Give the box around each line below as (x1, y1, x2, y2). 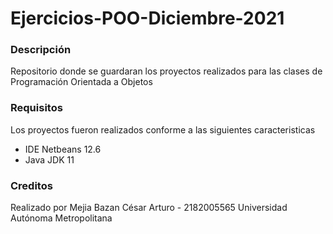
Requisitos (10, 101, 63, 115)
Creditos (10, 178, 53, 192)
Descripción (10, 43, 72, 57)
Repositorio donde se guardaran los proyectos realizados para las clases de (10, 65, 323, 77)
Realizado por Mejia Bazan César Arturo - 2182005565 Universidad (10, 202, 288, 214)
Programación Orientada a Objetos (10, 76, 153, 88)
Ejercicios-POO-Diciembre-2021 (10, 7, 285, 30)
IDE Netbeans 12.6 (24, 143, 102, 155)
